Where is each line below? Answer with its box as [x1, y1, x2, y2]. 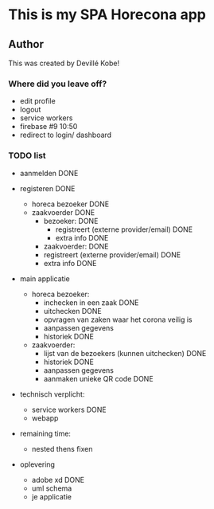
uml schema [31, 484, 72, 493]
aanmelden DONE [19, 168, 79, 178]
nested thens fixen [31, 444, 93, 453]
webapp [31, 413, 59, 423]
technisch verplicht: [19, 389, 85, 399]
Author [8, 37, 44, 51]
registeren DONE [19, 183, 76, 193]
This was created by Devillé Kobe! [8, 58, 120, 68]
